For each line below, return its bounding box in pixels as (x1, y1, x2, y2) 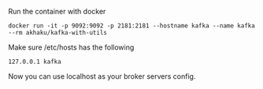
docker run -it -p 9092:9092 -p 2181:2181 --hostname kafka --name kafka (8, 22, 256, 30)
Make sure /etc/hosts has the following (8, 43, 135, 52)
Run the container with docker (8, 7, 106, 16)
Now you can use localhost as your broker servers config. (8, 72, 196, 81)
